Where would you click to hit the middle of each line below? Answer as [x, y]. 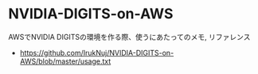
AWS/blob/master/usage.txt [65, 61]
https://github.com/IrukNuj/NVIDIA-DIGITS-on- [97, 53]
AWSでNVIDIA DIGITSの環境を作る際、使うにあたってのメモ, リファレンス [129, 37]
